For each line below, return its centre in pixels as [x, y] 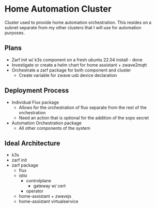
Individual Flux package [35, 102]
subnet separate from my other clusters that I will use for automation [73, 27]
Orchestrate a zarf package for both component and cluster [71, 70]
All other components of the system [55, 128]
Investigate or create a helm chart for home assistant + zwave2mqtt [79, 65]
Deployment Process [37, 91]
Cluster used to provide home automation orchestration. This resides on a [78, 22]
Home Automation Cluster [58, 9]
